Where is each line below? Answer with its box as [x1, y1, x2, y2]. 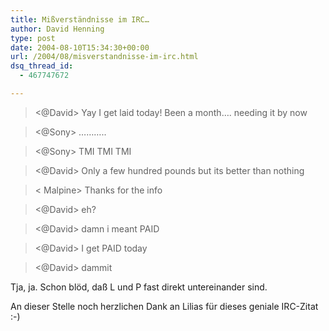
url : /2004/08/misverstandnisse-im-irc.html [10, 52, 199, 62]
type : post [10, 33, 56, 43]
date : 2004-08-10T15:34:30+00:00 [10, 42, 150, 53]
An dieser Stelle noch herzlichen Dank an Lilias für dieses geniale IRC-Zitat [10, 300, 319, 312]
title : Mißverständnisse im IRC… [10, 14, 150, 25]
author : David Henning [10, 24, 105, 34]
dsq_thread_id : [10, 61, 74, 71]
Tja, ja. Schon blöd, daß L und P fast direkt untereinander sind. [10, 281, 268, 293]
